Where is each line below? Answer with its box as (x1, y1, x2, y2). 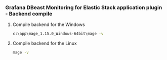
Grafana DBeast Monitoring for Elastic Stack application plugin (5, 4, 162, 11)
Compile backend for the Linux (12, 40, 77, 46)
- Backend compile (5, 10, 53, 17)
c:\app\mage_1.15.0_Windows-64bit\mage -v (12, 31, 104, 36)
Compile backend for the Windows (12, 21, 85, 27)
